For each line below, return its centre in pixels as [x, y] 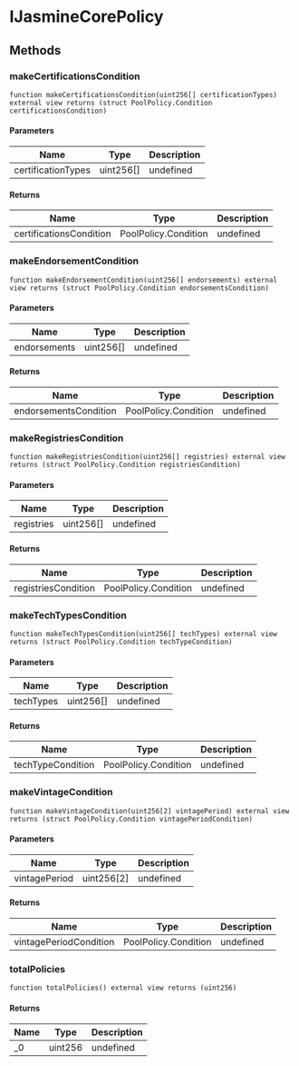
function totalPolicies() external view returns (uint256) [123, 988]
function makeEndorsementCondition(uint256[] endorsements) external [144, 280]
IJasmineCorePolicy [87, 17]
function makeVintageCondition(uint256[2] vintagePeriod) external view [149, 811]
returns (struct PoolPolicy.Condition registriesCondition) [125, 465]
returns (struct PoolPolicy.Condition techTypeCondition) [121, 642]
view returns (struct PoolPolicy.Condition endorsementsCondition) [140, 288]
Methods [35, 50]
